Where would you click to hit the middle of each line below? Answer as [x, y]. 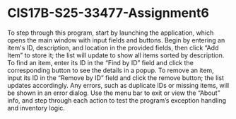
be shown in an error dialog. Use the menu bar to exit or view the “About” [114, 93]
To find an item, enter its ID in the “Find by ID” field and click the [101, 62]
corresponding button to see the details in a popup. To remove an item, [111, 70]
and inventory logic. [36, 108]
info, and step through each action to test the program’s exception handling [117, 100]
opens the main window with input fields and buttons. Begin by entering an [116, 40]
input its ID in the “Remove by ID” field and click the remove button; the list [116, 78]
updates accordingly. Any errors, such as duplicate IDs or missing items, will [118, 85]
